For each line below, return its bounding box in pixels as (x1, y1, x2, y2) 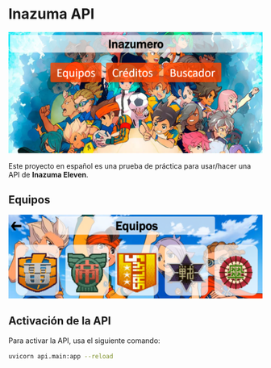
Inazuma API (8, 5, 95, 23)
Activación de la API (8, 314, 111, 328)
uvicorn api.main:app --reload (8, 352, 114, 360)
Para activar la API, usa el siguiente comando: (8, 336, 161, 345)
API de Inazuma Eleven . (8, 169, 89, 179)
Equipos (8, 193, 51, 207)
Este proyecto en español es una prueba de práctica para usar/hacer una (8, 161, 252, 170)
